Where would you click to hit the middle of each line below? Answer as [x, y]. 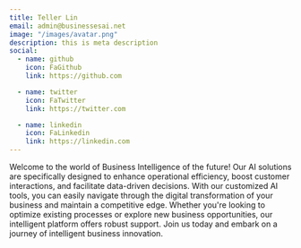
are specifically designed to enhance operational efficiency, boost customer [150, 176]
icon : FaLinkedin [58, 133]
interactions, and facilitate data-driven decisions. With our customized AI [144, 186]
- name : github [46, 59]
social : [24, 51]
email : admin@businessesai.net [68, 26]
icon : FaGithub [54, 68]
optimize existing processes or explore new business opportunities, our [141, 214]
